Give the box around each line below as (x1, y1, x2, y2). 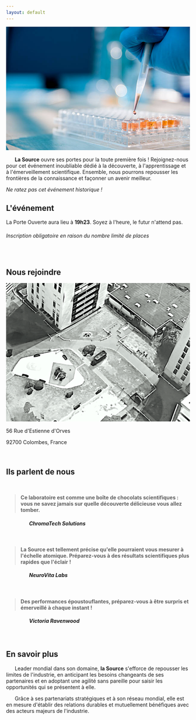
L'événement (6, 203, 54, 213)
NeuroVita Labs (29, 572, 68, 579)
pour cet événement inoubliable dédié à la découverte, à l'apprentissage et (6, 162, 186, 169)
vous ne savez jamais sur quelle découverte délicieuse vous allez (20, 500, 183, 507)
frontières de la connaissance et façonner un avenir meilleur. (6, 175, 152, 182)
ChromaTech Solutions (29, 520, 86, 527)
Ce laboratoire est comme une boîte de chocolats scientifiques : (20, 494, 179, 501)
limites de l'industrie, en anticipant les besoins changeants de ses (6, 671, 164, 678)
